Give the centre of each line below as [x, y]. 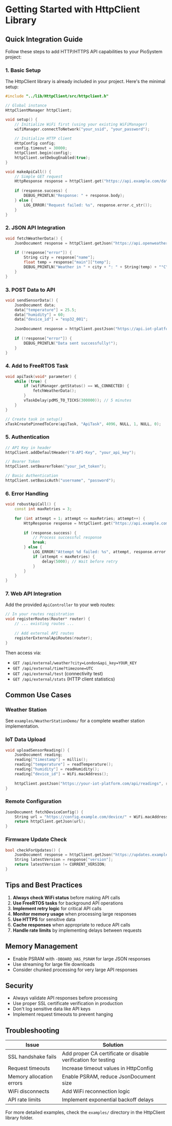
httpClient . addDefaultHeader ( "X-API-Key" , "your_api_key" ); [71, 452]
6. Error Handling [27, 493]
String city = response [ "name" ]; [59, 257]
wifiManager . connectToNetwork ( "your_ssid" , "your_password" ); [82, 129]
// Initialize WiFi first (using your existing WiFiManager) [81, 124]
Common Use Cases [38, 695]
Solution [113, 1045]
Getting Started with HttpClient [73, 9]
